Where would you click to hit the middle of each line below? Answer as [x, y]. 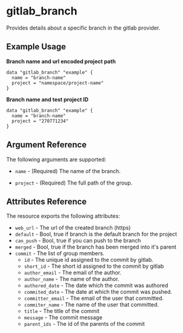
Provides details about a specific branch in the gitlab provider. [83, 28]
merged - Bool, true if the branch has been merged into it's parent [96, 247]
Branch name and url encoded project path [61, 61]
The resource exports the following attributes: [63, 216]
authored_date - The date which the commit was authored [96, 285]
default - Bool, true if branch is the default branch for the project [96, 234]
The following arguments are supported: [56, 159]
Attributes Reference [47, 201]
